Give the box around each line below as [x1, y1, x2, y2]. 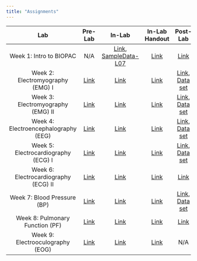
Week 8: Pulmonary [15, 213, 70, 222]
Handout [144, 35, 170, 43]
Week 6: [31, 165, 55, 174]
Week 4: [31, 117, 55, 125]
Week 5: [31, 141, 55, 150]
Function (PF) [24, 221, 62, 229]
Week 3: [31, 93, 55, 101]
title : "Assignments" [6, 8, 59, 15]
